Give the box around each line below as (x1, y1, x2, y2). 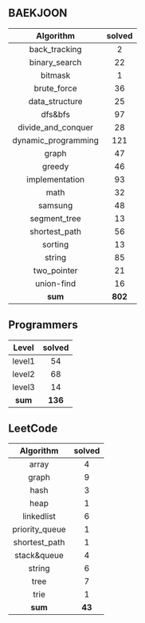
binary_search (29, 56, 82, 67)
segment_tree (29, 212, 81, 223)
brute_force (33, 82, 77, 94)
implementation (26, 174, 85, 185)
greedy (42, 160, 69, 171)
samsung (38, 199, 73, 211)
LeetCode (8, 422, 58, 436)
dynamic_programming (12, 135, 100, 146)
